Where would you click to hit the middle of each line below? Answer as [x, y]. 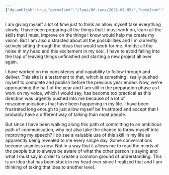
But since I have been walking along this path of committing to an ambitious [83, 124]
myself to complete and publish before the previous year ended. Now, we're [84, 82]
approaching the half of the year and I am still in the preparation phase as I [82, 87]
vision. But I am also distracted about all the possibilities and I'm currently [81, 40]
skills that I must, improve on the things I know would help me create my [80, 35]
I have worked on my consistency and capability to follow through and [78, 72]
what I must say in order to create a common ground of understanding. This [84, 156]
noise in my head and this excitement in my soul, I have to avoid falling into [82, 51]
